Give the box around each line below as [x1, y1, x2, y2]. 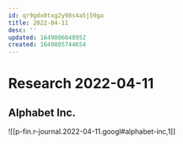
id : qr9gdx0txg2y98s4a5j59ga [8, 11, 104, 20]
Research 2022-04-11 [8, 75, 154, 93]
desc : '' [8, 26, 37, 34]
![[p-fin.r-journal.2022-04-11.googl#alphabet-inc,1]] [8, 127, 176, 136]
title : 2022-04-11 [8, 19, 69, 27]
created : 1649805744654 [8, 41, 87, 49]
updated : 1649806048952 [8, 33, 87, 42]
